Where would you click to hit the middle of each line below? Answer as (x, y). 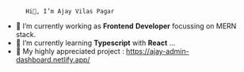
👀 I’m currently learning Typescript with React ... (95, 43)
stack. (26, 34)
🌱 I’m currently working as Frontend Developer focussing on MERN (126, 26)
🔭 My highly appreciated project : (70, 51)
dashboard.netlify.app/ (53, 60)
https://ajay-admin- (157, 51)
